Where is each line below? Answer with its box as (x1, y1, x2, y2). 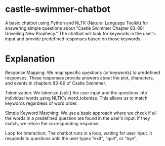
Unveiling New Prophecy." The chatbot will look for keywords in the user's (5, 30, 156, 36)
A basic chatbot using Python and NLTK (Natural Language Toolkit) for (5, 20, 149, 26)
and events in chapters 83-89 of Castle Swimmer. (5, 80, 106, 86)
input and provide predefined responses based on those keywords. (5, 36, 142, 42)
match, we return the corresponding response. (5, 120, 100, 126)
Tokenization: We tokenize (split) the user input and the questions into (5, 89, 147, 95)
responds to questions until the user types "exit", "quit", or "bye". (5, 135, 137, 141)
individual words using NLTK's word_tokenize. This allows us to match (5, 95, 148, 101)
